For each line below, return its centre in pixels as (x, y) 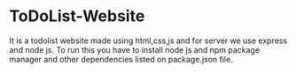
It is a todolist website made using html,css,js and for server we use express (148, 40)
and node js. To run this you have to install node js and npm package (134, 49)
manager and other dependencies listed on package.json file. (121, 59)
